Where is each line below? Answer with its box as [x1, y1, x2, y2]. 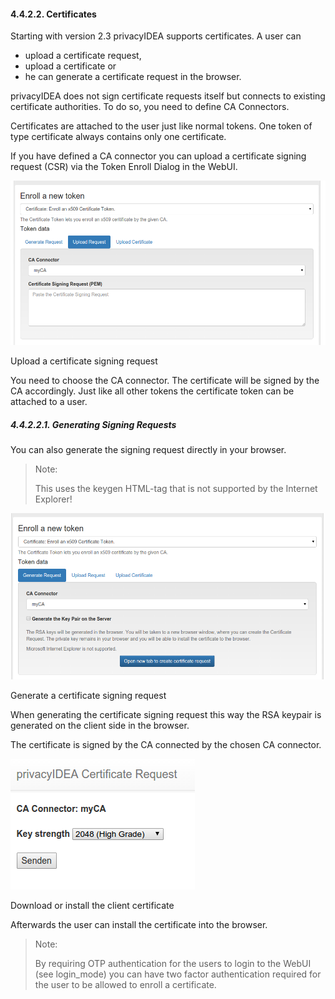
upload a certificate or [24, 60, 117, 72]
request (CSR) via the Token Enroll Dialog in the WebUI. [10, 161, 238, 173]
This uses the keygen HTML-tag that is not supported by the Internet [34, 483, 318, 495]
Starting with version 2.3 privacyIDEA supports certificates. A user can [10, 30, 302, 42]
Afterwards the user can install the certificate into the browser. [10, 919, 268, 931]
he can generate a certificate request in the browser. [24, 71, 242, 83]
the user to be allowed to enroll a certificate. [34, 979, 217, 991]
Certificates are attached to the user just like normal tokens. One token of [10, 120, 313, 132]
